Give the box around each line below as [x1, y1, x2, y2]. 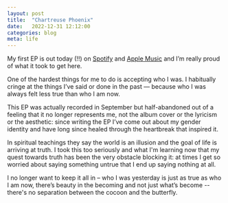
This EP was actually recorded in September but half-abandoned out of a [7, 103, 214, 111]
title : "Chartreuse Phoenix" [7, 17, 94, 23]
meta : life [7, 36, 38, 43]
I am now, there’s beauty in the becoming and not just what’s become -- [7, 181, 211, 189]
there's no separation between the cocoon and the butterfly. [7, 189, 178, 197]
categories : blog [7, 29, 57, 36]
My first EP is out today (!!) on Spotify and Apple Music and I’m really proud [7, 54, 220, 63]
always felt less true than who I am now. [7, 90, 120, 98]
